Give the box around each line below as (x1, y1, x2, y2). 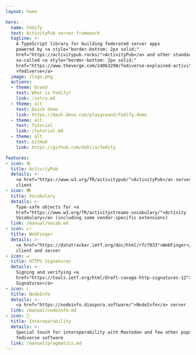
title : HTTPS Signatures (11, 258, 71, 264)
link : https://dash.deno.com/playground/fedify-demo (16, 112, 147, 118)
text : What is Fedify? (16, 90, 71, 96)
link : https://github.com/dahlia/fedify (16, 144, 116, 150)
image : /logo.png (11, 74, 53, 80)
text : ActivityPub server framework (11, 30, 100, 36)
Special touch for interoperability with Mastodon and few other (16, 329, 179, 335)
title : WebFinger (11, 231, 53, 237)
